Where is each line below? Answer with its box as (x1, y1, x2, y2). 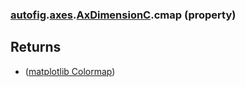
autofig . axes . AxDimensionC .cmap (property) (10, 8, 237, 22)
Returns (10, 39, 62, 56)
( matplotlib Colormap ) (24, 65, 116, 77)
